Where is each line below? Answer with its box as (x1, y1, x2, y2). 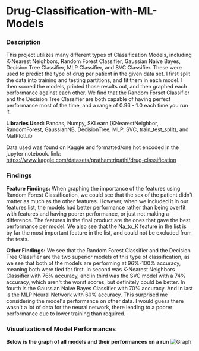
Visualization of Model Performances (6, 325, 116, 333)
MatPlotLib (6, 132, 33, 140)
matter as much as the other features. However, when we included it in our (6, 197, 189, 204)
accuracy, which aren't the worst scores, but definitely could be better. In (6, 278, 185, 286)
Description (6, 38, 41, 46)
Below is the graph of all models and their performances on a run (6, 339, 169, 346)
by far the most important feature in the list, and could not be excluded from (6, 229, 192, 236)
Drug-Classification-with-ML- (6, 4, 157, 18)
